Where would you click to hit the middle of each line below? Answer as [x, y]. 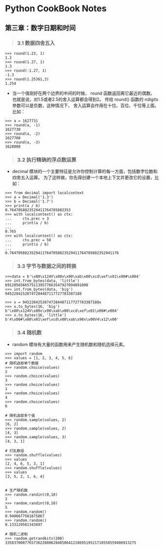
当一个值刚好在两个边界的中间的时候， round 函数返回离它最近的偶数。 [83, 93]
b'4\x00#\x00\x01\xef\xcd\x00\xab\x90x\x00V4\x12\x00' [62, 320]
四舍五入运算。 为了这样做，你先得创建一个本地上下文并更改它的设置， [83, 177]
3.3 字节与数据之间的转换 [47, 266]
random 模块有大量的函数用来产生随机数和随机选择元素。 [70, 344]
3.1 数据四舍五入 [36, 43]
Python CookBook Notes [56, 9]
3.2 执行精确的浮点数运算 [47, 160]
